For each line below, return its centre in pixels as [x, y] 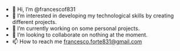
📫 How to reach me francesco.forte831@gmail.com [77, 41]
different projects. [34, 22]
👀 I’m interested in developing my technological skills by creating [93, 16]
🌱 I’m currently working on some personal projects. [76, 28]
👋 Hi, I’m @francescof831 [44, 9]
